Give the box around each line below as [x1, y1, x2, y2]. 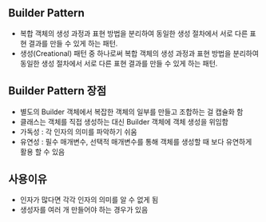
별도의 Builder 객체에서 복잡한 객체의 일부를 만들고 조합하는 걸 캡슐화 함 [19, 107, 244, 117]
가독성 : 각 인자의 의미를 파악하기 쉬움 [19, 127, 137, 137]
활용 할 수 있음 [19, 147, 66, 157]
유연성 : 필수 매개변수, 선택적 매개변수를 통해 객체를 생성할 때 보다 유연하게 [19, 137, 252, 146]
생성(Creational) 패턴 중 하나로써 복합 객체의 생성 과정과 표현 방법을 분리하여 [19, 48, 260, 58]
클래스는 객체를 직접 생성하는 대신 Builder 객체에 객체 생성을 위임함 [19, 117, 229, 126]
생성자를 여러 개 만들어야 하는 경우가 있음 [19, 205, 149, 215]
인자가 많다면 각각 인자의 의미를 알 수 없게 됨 [19, 195, 159, 204]
